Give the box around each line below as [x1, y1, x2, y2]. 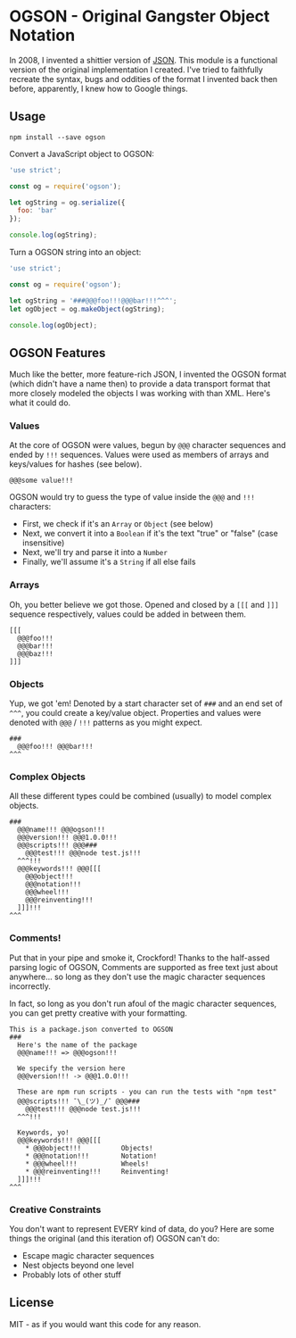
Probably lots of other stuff [21, 1269, 122, 1280]
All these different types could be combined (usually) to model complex [9, 791, 272, 802]
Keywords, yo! [17, 1127, 70, 1137]
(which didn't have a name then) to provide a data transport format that [9, 378, 271, 389]
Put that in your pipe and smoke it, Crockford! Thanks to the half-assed [9, 952, 270, 963]
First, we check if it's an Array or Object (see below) [21, 519, 214, 529]
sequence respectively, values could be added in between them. [9, 609, 247, 619]
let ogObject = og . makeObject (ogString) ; [9, 304, 166, 313]
